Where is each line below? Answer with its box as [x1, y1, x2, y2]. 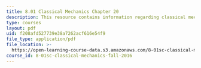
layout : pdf [6, 25, 36, 31]
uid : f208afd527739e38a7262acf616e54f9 [6, 31, 106, 37]
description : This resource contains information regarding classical [6, 14, 186, 20]
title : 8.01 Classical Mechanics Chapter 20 [6, 8, 119, 15]
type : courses [6, 20, 42, 25]
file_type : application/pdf [6, 36, 77, 42]
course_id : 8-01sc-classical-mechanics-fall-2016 [6, 53, 133, 59]
